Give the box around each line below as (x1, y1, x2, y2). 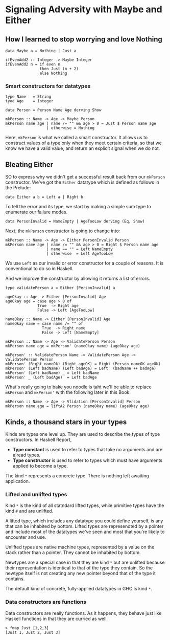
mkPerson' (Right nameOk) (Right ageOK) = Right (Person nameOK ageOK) (5, 362, 161, 367)
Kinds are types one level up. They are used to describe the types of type (5, 431, 160, 437)
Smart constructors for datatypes (5, 82, 91, 90)
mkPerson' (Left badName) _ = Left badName (5, 370, 100, 376)
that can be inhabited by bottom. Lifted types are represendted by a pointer (5, 523, 164, 529)
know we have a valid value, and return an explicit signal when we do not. (5, 145, 160, 151)
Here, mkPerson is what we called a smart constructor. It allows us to (5, 135, 148, 141)
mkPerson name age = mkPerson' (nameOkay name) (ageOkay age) (5, 344, 140, 349)
